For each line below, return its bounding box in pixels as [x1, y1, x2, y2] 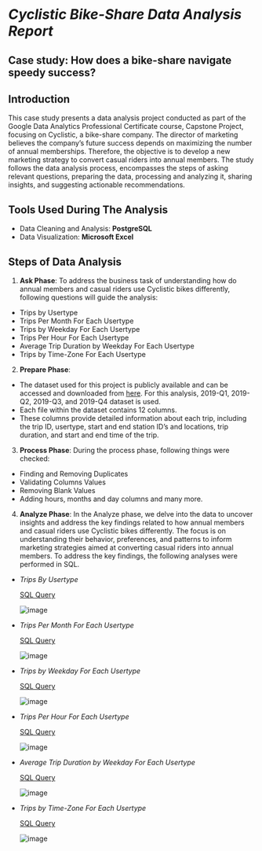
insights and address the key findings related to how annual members [19, 518, 245, 528]
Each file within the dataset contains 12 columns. [19, 405, 177, 414]
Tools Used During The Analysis [8, 203, 169, 216]
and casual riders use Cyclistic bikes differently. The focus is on [19, 526, 226, 536]
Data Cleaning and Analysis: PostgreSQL [19, 224, 153, 234]
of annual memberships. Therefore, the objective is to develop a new [8, 147, 231, 157]
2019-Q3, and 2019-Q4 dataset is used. [33, 397, 161, 407]
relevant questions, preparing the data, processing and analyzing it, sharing [8, 171, 253, 182]
